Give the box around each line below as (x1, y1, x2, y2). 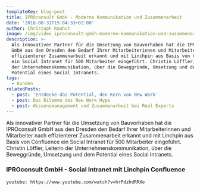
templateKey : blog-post (6, 8, 65, 15)
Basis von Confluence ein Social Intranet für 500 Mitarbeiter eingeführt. (6, 138, 182, 145)
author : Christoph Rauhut (6, 25, 70, 32)
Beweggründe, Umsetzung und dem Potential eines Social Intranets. (6, 151, 174, 158)
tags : (6, 75, 20, 81)
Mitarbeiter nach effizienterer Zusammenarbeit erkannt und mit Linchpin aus (6, 131, 193, 139)
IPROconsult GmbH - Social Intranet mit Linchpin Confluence (6, 165, 186, 174)
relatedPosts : (6, 86, 42, 92)
